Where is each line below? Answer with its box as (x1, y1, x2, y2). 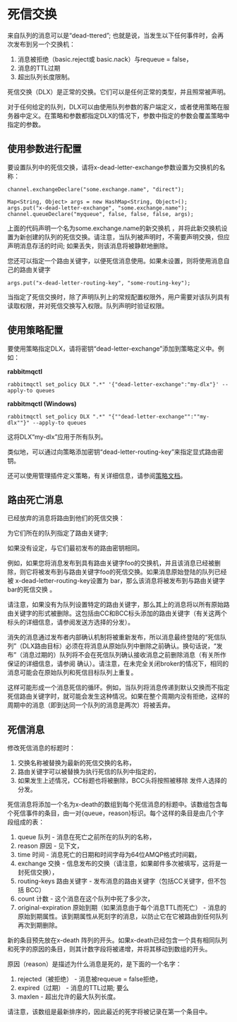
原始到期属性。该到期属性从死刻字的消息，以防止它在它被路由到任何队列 (17, 912, 228, 921)
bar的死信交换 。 (7, 585, 56, 594)
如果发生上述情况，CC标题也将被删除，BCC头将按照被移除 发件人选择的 (17, 776, 227, 785)
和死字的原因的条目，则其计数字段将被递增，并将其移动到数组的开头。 (7, 945, 212, 954)
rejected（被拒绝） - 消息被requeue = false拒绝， (17, 975, 162, 983)
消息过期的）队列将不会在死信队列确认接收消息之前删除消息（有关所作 (22, 651, 227, 659)
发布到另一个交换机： (13, 40, 75, 48)
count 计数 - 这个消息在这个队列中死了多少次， (17, 894, 154, 903)
